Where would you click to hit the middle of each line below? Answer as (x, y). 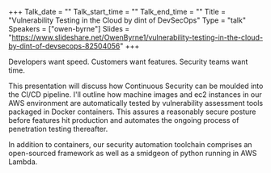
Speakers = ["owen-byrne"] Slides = (69, 29)
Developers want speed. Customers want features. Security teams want (128, 61)
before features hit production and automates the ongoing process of (124, 120)
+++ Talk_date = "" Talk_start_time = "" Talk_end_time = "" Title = (117, 12)
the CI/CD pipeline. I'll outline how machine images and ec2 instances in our (135, 95)
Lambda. (23, 162)
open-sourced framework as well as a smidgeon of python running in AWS (133, 153)
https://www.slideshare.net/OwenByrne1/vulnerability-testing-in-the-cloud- (138, 37)
